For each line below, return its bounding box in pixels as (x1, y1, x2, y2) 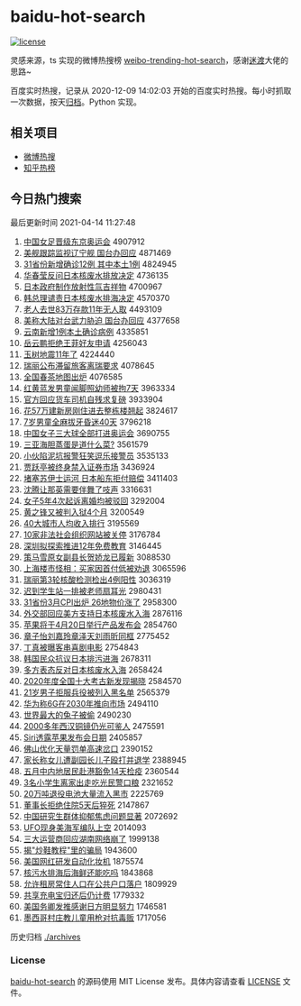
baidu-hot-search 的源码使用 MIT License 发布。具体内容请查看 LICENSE (10, 975, 281, 986)
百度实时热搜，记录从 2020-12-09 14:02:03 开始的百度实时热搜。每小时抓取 (10, 85, 292, 96)
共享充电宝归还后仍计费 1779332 (23, 890, 145, 901)
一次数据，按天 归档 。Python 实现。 (10, 96, 142, 107)
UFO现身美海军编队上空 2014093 (23, 822, 147, 833)
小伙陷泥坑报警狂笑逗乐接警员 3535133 (23, 450, 169, 461)
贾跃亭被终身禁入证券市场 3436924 (23, 462, 156, 472)
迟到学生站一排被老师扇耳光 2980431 (23, 585, 161, 596)
